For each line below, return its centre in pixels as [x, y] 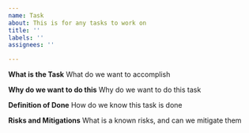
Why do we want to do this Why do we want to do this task [105, 90]
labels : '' [26, 38]
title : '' [25, 30]
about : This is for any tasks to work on [77, 23]
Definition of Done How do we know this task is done [96, 105]
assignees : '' [32, 45]
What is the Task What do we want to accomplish [89, 74]
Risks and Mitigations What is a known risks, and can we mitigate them [125, 120]
